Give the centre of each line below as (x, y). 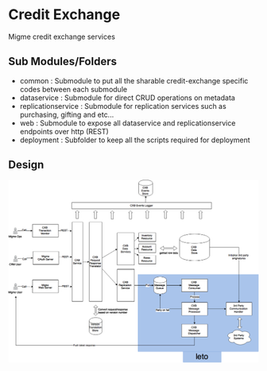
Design (26, 165)
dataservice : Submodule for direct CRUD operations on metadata (128, 98)
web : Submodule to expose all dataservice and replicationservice (128, 123)
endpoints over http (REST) (64, 131)
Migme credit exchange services (62, 37)
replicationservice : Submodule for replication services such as (123, 106)
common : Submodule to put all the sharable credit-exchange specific (134, 80)
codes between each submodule (74, 89)
